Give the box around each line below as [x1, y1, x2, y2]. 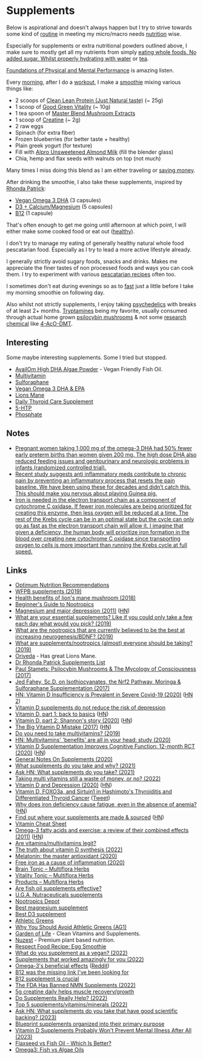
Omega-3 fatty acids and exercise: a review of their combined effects [15, 827, 189, 834]
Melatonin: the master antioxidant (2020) [15, 852, 118, 860]
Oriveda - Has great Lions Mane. [15, 653, 97, 660]
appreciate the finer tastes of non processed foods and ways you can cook [6, 264, 194, 271]
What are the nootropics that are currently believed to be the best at [15, 626, 185, 634]
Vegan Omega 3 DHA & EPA [15, 385, 85, 392]
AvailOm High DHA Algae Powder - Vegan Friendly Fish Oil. [15, 365, 163, 372]
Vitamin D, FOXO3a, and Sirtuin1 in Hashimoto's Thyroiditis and [15, 788, 173, 795]
